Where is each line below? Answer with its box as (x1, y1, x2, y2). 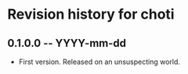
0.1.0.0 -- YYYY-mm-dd (7, 37, 127, 50)
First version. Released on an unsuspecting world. (18, 57, 181, 66)
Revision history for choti (7, 5, 175, 23)
